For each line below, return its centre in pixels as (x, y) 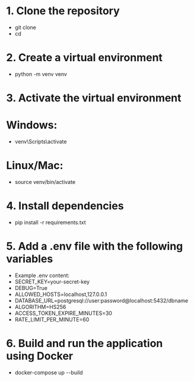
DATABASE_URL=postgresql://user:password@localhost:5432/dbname (101, 300)
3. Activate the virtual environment (94, 98)
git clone (26, 27)
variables (30, 259)
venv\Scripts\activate (41, 141)
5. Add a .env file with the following (95, 246)
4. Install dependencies (65, 206)
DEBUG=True (31, 288)
